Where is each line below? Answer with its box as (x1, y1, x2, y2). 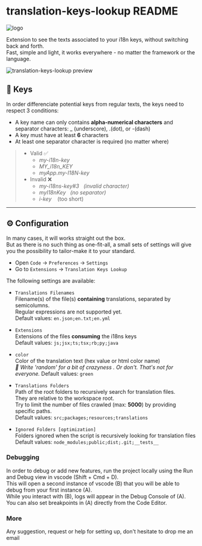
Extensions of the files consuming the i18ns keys (14, 332, 137, 339)
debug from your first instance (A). (6, 486, 92, 493)
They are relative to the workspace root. (14, 394, 114, 402)
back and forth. (6, 42, 44, 50)
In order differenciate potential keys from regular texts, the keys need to (6, 100, 185, 108)
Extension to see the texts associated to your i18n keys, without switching (6, 36, 189, 43)
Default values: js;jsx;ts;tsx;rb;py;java (14, 339, 118, 346)
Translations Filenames (14, 290, 75, 296)
